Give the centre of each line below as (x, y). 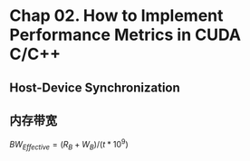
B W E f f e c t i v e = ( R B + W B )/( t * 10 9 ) (69, 145)
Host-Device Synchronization (95, 87)
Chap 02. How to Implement (116, 16)
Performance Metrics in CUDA (125, 35)
